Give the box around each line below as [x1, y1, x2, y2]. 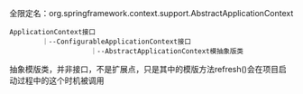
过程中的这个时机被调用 [16, 75, 105, 86]
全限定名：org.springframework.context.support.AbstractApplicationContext [9, 8, 294, 18]
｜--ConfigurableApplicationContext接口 [41, 37, 192, 46]
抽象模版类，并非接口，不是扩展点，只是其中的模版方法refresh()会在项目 [9, 64, 280, 74]
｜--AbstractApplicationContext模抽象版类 [89, 47, 243, 56]
